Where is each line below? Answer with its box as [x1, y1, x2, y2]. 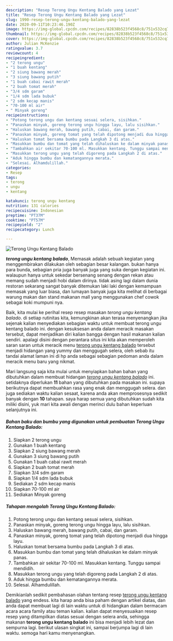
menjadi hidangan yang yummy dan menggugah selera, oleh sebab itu [6, 347, 155, 354]
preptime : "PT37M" [6, 213, 45, 218]
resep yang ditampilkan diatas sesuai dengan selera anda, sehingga [6, 613, 149, 619]
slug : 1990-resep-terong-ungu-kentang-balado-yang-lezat [6, 17, 130, 22]
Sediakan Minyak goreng [13, 491, 66, 498]
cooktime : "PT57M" [6, 217, 45, 223]
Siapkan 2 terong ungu [13, 436, 62, 443]
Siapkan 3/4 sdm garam [13, 469, 65, 475]
